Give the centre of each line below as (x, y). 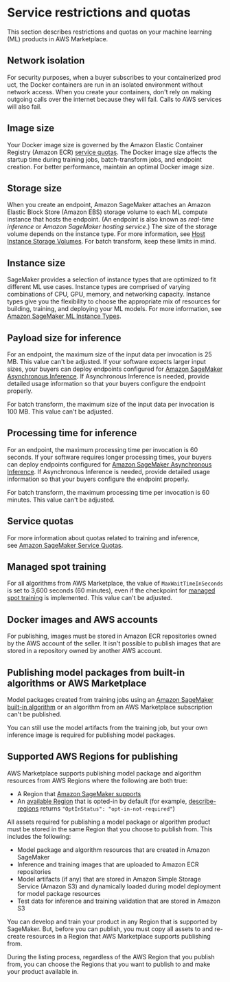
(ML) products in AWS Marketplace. (58, 39)
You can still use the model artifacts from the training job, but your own (107, 728)
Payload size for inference (64, 338)
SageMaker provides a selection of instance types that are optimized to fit (112, 279)
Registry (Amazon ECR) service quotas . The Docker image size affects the (112, 152)
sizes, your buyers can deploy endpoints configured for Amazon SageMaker (115, 369)
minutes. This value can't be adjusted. (61, 500)
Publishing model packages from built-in (96, 672)
